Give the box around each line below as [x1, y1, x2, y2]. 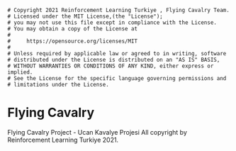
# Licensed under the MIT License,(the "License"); [7, 13, 163, 20]
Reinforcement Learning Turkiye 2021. [7, 135, 119, 144]
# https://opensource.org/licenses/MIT [7, 38, 138, 45]
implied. [7, 69, 33, 76]
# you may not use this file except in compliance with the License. [7, 19, 218, 26]
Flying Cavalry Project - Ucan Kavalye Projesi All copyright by [7, 128, 188, 136]
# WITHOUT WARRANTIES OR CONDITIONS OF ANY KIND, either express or [7, 62, 214, 69]
